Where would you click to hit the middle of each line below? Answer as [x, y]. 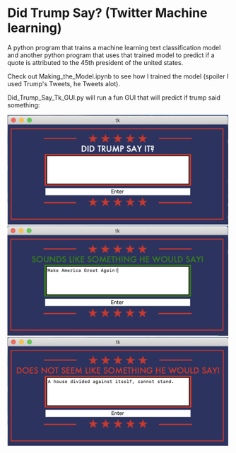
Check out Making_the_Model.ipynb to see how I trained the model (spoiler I [118, 76]
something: [24, 105]
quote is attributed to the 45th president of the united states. [95, 62]
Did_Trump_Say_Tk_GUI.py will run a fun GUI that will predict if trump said [114, 98]
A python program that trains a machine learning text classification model [114, 47]
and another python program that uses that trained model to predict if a [111, 55]
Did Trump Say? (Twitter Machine [107, 13]
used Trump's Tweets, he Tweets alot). [64, 83]
